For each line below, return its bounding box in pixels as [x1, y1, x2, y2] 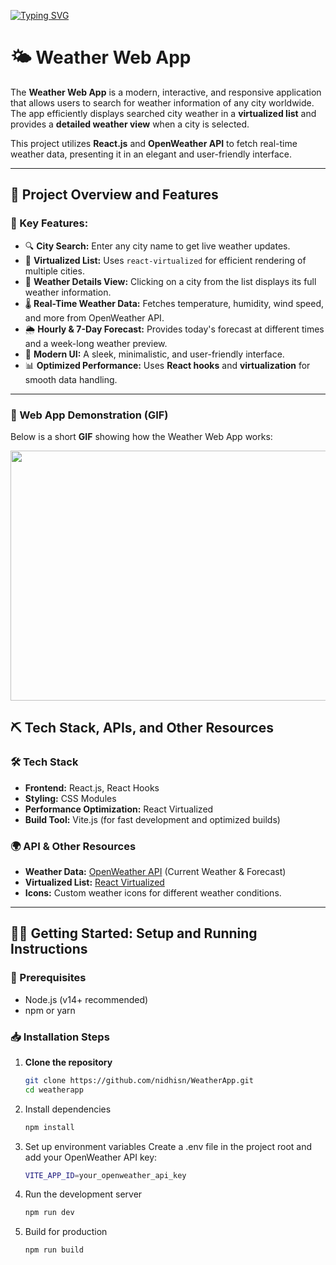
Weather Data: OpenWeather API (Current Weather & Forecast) [24, 865, 287, 877]
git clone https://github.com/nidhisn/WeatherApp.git [24, 1075, 254, 1085]
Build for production [24, 1226, 108, 1238]
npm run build [24, 1245, 84, 1255]
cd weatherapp [24, 1085, 84, 1095]
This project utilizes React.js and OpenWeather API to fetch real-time [10, 137, 298, 149]
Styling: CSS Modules [24, 792, 117, 804]
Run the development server [24, 1188, 143, 1200]
